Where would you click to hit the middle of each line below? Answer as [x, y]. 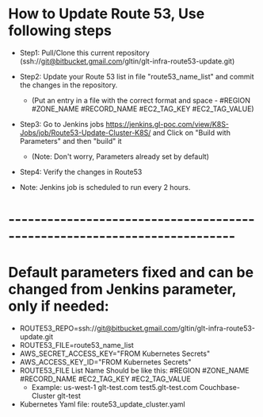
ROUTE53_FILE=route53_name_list [77, 346]
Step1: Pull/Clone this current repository [85, 52]
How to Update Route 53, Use [107, 14]
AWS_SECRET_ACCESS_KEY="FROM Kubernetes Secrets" [115, 353]
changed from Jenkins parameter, [122, 290]
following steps [60, 31]
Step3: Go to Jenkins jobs [62, 124]
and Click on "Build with [192, 133]
